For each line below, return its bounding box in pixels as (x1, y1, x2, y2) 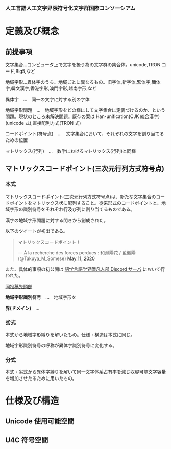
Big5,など (15, 68, 36, 74)
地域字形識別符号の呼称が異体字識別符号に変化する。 (5, 342, 117, 348)
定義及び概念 (5, 26, 60, 37)
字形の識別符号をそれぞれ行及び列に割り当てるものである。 (9, 206, 135, 212)
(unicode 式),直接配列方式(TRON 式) (5, 120, 81, 126)
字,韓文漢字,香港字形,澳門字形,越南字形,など (5, 85, 97, 91)
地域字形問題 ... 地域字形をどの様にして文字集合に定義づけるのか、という (5, 107, 166, 113)
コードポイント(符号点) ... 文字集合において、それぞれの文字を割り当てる (5, 130, 164, 136)
